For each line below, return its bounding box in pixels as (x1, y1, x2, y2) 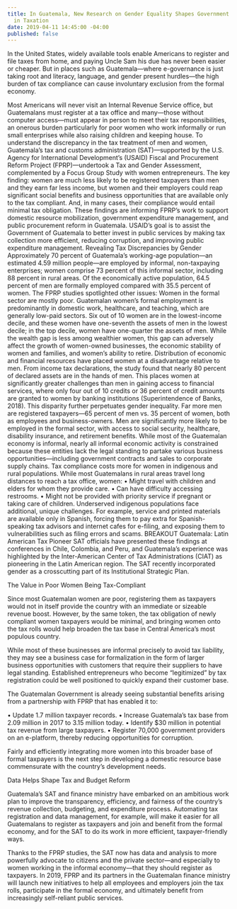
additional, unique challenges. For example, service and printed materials (7, 507, 221, 515)
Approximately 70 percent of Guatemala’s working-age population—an (7, 251, 213, 260)
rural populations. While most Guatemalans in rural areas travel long (7, 469, 205, 478)
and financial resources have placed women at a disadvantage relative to (7, 357, 221, 365)
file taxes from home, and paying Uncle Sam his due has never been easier (7, 57, 226, 66)
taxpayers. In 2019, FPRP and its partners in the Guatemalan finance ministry (7, 871, 231, 880)
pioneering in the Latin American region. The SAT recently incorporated (7, 560, 216, 568)
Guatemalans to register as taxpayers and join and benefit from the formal (7, 820, 223, 828)
